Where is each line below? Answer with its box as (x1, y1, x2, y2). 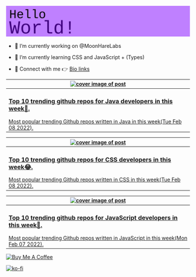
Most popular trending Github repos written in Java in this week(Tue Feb (8, 117, 182, 125)
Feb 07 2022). (8, 240, 44, 248)
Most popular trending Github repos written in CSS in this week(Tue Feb (8, 176, 181, 183)
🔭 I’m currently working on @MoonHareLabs (14, 42, 121, 49)
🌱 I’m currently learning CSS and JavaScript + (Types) (14, 53, 145, 61)
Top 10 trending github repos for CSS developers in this (8, 155, 171, 164)
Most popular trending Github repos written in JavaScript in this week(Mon (8, 234, 188, 241)
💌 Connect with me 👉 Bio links (14, 65, 90, 72)
